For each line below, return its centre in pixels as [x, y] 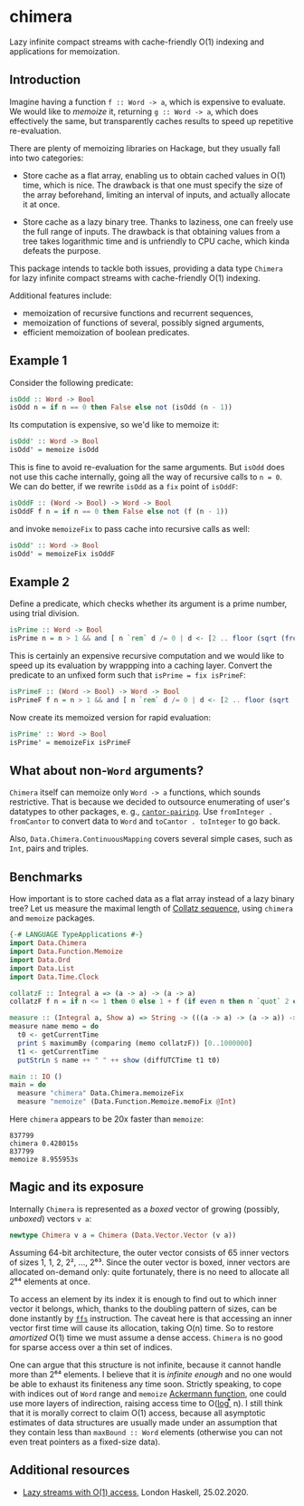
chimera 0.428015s [44, 1144]
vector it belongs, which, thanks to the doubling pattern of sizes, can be [143, 1308]
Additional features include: [61, 295]
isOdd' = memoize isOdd [54, 450]
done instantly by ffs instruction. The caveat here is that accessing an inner [151, 1318]
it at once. [41, 204]
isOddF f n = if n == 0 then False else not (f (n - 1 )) [119, 511]
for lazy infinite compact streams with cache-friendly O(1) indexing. [135, 277]
